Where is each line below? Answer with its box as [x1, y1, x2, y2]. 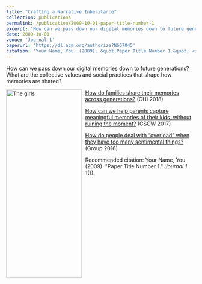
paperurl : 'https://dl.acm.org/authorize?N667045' [6, 43, 136, 49]
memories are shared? [6, 77, 62, 84]
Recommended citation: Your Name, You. [85, 156, 188, 163]
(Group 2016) [85, 144, 118, 151]
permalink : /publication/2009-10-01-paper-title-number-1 [6, 20, 155, 26]
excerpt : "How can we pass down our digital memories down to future [6, 25, 185, 32]
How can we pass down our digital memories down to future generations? [6, 65, 189, 72]
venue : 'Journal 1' [6, 37, 55, 43]
